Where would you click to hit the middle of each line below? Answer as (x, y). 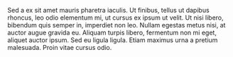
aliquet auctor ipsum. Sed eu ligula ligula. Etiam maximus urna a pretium (113, 40)
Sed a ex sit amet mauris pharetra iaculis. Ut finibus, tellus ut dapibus (108, 10)
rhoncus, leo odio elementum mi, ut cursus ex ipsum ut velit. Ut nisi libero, (115, 18)
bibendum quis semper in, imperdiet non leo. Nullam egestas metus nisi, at (116, 25)
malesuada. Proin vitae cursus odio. (60, 47)
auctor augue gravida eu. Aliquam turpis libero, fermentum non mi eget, (112, 32)
